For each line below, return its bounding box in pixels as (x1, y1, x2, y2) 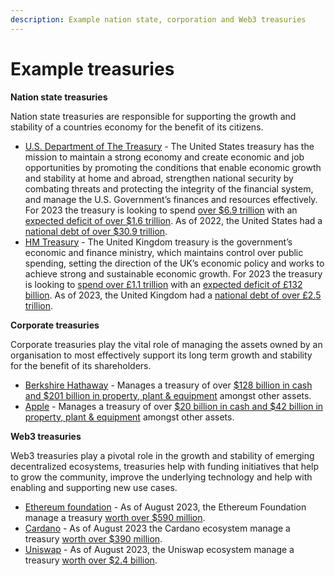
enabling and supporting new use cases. (10, 481, 178, 493)
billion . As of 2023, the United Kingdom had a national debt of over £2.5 (24, 289, 322, 301)
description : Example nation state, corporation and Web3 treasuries (10, 14, 307, 25)
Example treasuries (10, 57, 175, 80)
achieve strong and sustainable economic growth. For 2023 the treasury (24, 267, 323, 280)
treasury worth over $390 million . (24, 532, 163, 545)
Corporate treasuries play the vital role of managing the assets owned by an (10, 338, 323, 350)
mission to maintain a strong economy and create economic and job (24, 151, 305, 163)
